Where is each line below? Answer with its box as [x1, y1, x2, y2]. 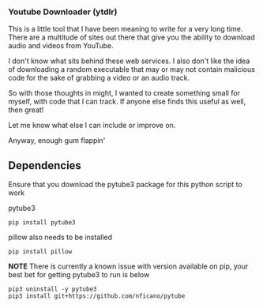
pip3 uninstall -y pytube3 [8, 285, 97, 294]
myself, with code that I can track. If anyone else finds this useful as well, [8, 97, 246, 107]
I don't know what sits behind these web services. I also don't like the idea [8, 56, 250, 66]
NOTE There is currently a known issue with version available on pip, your [8, 261, 249, 271]
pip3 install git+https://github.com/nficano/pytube [8, 292, 186, 300]
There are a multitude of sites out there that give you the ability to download [8, 32, 255, 42]
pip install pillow [8, 248, 73, 256]
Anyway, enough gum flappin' [8, 136, 106, 145]
